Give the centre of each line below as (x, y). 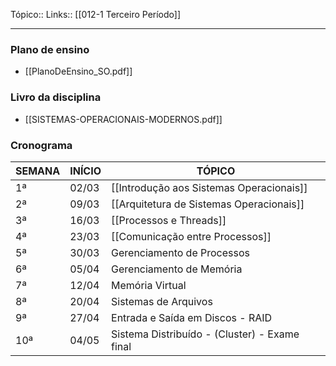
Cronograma (41, 145)
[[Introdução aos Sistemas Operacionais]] (209, 187)
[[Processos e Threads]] (169, 220)
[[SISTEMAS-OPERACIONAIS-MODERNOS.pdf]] (123, 119)
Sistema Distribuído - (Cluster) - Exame (205, 334)
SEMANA (38, 171)
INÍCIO (85, 171)
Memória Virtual (149, 285)
